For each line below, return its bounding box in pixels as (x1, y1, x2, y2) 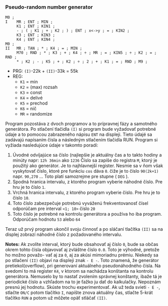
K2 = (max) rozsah (20, 84, 58, 90)
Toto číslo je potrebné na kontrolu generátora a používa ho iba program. (12, 211, 162, 217)
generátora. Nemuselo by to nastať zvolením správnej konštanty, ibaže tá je (5, 274, 162, 280)
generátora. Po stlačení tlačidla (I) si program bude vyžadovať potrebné (5, 126, 156, 132)
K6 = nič (20, 106, 37, 112)
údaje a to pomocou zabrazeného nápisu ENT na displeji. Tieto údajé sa (5, 131, 152, 137)
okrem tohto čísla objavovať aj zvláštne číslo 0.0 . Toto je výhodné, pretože (5, 246, 160, 253)
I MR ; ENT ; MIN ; (5, 19, 53, 25)
